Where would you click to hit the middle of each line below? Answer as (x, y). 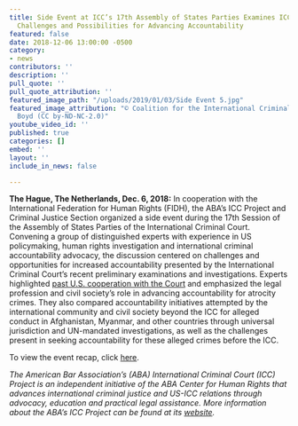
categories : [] (37, 141)
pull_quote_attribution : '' (61, 91)
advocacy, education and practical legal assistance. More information (138, 403)
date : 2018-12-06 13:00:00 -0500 (71, 42)
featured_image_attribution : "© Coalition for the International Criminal (150, 108)
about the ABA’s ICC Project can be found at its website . (112, 413)
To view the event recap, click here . (74, 358)
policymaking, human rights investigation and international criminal (131, 246)
